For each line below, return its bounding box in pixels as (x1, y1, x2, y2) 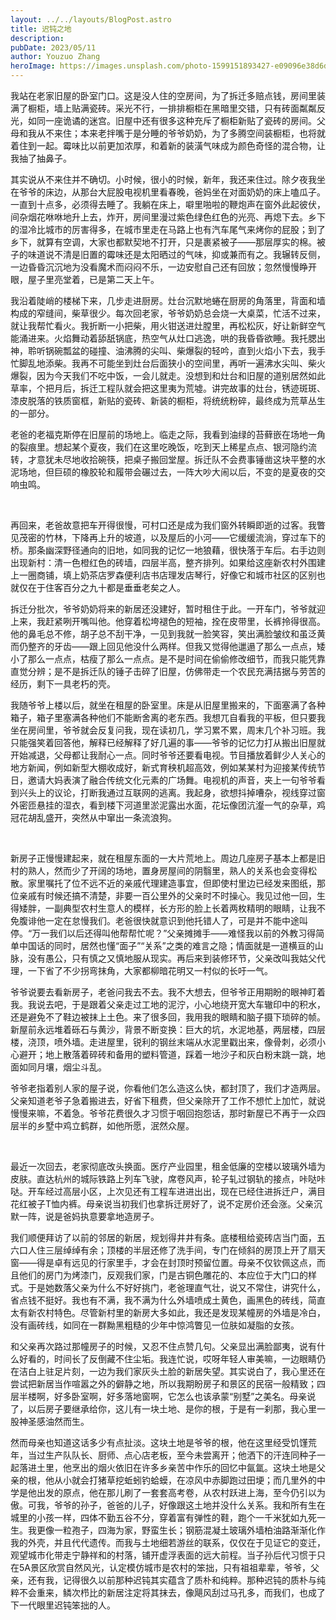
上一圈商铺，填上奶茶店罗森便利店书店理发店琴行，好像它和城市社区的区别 (10, 569, 317, 581)
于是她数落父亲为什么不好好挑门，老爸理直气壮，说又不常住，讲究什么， (27, 1282, 326, 1293)
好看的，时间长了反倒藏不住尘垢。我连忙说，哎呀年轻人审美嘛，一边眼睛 (18, 1353, 317, 1365)
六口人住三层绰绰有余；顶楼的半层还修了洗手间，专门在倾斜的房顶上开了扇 (10, 1244, 317, 1256)
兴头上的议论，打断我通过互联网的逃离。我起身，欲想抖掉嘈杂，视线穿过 (18, 787, 317, 798)
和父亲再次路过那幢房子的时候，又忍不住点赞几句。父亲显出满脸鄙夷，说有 (10, 1341, 317, 1352)
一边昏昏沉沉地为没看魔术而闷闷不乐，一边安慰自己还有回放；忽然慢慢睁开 (10, 261, 317, 273)
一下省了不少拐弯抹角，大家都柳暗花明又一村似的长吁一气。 (27, 965, 273, 976)
